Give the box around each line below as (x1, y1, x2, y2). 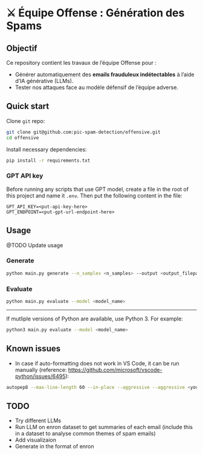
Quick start (6, 101, 50, 111)
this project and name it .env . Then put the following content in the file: (6, 191, 182, 199)
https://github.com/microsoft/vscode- (68, 366, 163, 373)
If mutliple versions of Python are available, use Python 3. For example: (6, 315, 183, 322)
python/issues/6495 (14, 373, 66, 380)
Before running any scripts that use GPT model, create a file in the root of (6, 185, 189, 193)
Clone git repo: (6, 117, 45, 124)
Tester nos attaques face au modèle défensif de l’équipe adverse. (14, 84, 179, 91)
